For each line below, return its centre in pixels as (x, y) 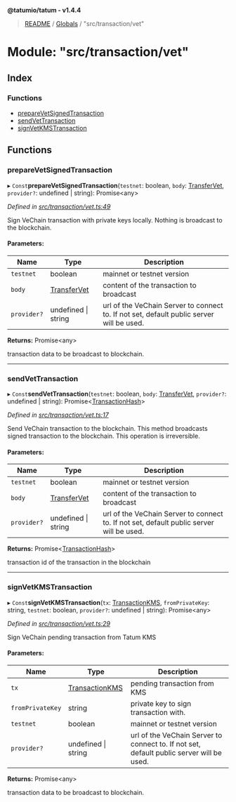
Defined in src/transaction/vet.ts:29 (59, 623)
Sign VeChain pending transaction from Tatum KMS (82, 637)
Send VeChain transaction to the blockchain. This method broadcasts (108, 429)
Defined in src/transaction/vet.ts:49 (59, 206)
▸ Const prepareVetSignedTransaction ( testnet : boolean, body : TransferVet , (116, 185)
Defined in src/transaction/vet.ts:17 (58, 415)
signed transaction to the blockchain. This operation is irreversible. (104, 436)
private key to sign (161, 703)
